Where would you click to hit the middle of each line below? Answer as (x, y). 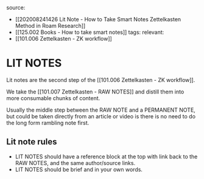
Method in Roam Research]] (50, 26)
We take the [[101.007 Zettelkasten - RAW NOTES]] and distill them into (95, 92)
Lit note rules (32, 142)
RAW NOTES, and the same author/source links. (75, 163)
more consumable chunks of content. (53, 98)
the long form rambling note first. (48, 123)
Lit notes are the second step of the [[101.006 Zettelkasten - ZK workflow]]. (101, 79)
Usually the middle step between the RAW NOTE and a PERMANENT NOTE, (101, 110)
